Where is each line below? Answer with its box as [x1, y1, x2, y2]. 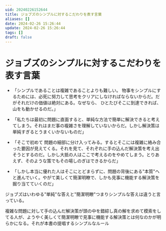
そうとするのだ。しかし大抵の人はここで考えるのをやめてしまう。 [12, 151, 147, 157]
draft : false [5, 35, 32, 40]
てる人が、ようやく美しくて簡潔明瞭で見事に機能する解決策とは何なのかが [5, 214, 157, 220]
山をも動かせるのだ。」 [12, 106, 58, 112]
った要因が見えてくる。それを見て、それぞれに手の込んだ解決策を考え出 [12, 145, 160, 151]
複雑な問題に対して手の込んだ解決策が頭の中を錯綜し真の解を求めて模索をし [5, 208, 162, 214]
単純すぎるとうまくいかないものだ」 [12, 129, 87, 135]
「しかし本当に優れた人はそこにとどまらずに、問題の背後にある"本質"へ [12, 168, 160, 174]
